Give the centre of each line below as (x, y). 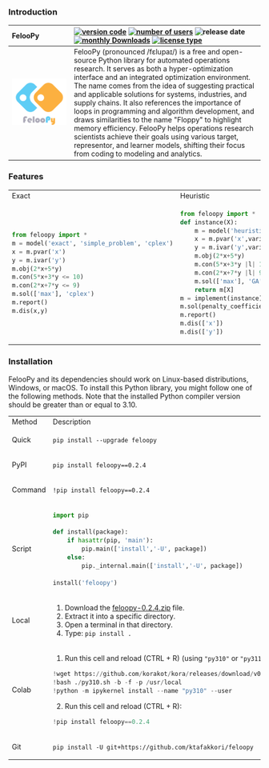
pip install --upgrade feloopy (105, 440)
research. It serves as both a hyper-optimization (153, 69)
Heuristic (195, 195)
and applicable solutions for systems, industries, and (160, 94)
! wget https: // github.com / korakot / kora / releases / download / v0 (157, 674)
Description (72, 422)
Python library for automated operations (164, 60)
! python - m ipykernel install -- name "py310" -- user (142, 690)
